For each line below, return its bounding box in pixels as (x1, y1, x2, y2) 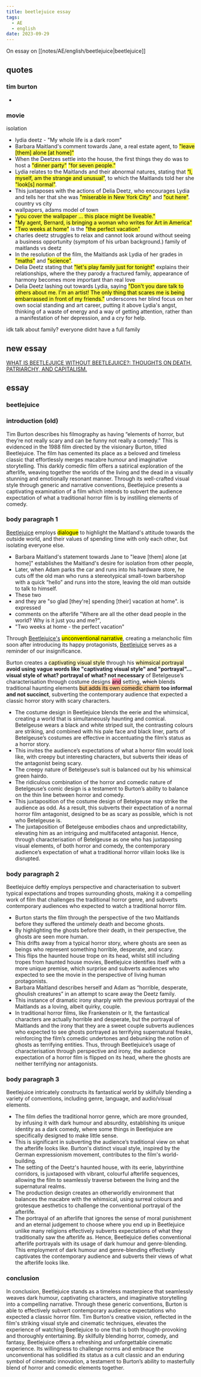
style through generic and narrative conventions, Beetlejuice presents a (6, 481, 182, 488)
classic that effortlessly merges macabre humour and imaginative (6, 456, 167, 463)
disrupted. (14, 855, 41, 862)
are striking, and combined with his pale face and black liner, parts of (14, 727, 185, 735)
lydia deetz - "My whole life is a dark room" (14, 136, 123, 144)
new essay (6, 343, 47, 354)
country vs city (14, 200, 52, 207)
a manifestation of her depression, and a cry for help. (14, 315, 147, 322)
